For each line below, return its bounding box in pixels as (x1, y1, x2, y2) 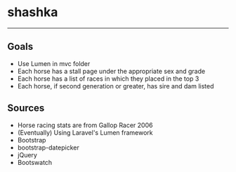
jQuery (17, 150, 37, 159)
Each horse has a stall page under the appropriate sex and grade (17, 67, 206, 75)
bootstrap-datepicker (17, 143, 79, 152)
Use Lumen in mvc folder (17, 59, 91, 67)
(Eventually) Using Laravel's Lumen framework (17, 128, 153, 137)
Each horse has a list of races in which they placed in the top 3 (17, 74, 199, 83)
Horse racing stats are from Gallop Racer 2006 (17, 121, 153, 129)
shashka (7, 4, 58, 20)
